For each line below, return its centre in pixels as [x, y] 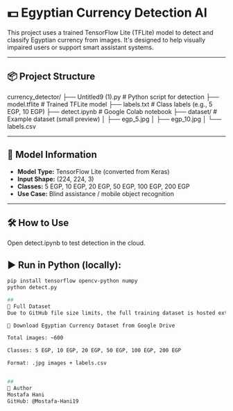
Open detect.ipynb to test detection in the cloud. [76, 243]
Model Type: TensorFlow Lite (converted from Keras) [93, 171]
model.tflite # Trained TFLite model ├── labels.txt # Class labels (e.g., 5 [110, 104]
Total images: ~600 [35, 338]
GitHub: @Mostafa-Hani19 [43, 401]
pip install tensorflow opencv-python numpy [72, 281]
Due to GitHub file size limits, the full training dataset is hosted [111, 313]
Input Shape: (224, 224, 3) [55, 179]
